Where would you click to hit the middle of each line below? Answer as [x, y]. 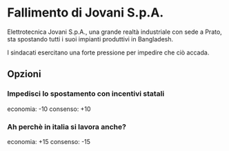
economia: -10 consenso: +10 [49, 109]
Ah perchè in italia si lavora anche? [67, 127]
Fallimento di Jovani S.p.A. [86, 13]
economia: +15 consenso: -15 [49, 141]
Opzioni [24, 74]
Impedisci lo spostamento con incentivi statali [86, 94]
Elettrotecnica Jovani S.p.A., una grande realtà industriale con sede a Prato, [114, 32]
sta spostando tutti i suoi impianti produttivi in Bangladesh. [90, 39]
